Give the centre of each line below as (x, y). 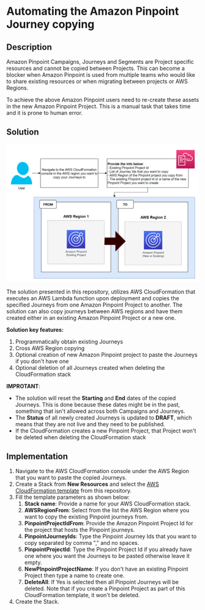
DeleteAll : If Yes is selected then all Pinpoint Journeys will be (102, 582)
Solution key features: (35, 329)
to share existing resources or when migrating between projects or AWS (97, 81)
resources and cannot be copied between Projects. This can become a (96, 68)
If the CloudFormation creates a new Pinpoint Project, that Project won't (106, 431)
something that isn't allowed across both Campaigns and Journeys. (100, 411)
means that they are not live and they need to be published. (90, 424)
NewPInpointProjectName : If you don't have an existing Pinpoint (106, 569)
